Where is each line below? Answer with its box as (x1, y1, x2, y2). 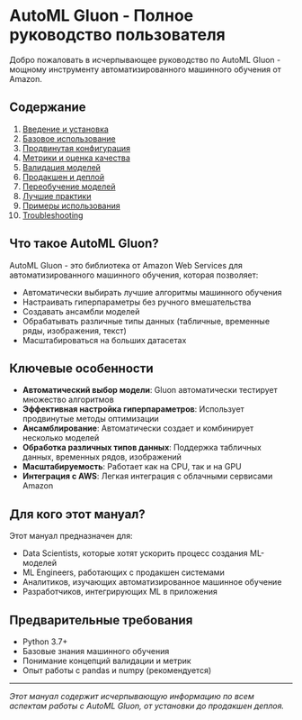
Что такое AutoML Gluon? (9, 236, 159, 251)
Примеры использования (22, 200, 120, 211)
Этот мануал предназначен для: (9, 531, 133, 542)
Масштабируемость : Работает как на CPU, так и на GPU (22, 461, 242, 472)
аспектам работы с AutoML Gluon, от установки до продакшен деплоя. (9, 700, 285, 711)
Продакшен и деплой (22, 171, 105, 182)
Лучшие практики (22, 190, 92, 201)
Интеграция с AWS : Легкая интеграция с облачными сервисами (22, 470, 273, 482)
